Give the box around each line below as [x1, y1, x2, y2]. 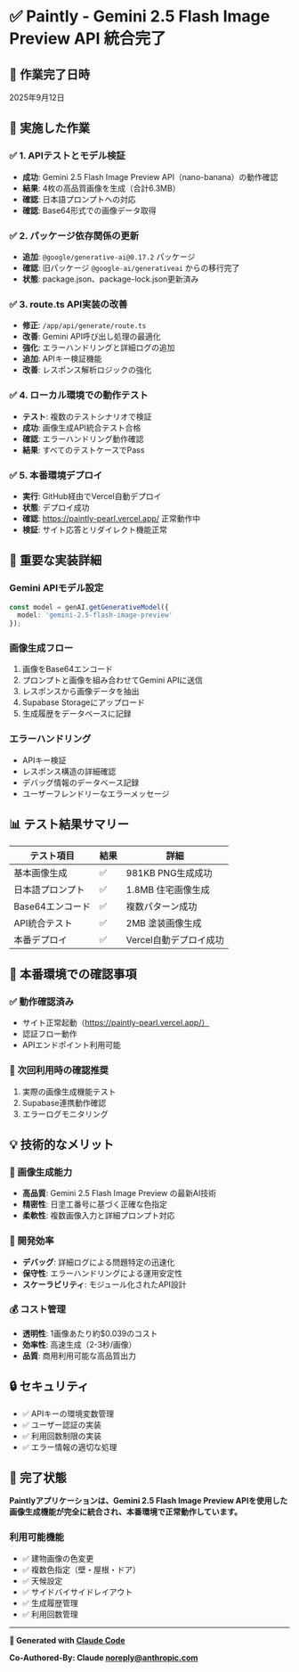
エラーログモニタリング [21, 1108, 109, 1119]
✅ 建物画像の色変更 [21, 1553, 94, 1563]
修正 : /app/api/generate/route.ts [21, 320, 147, 331]
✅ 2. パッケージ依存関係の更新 [9, 229, 140, 242]
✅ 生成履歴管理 [21, 1597, 78, 1608]
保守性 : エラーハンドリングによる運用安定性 [21, 1267, 183, 1278]
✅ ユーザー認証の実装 [21, 1419, 102, 1430]
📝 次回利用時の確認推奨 [9, 1064, 109, 1077]
